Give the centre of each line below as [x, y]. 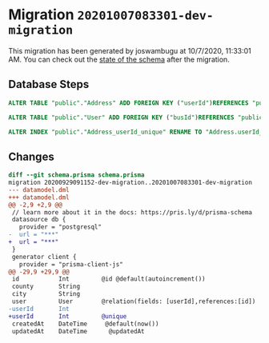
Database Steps [49, 84]
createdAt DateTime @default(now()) [85, 324]
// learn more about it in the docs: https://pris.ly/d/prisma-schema [132, 212]
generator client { [44, 257]
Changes [31, 156]
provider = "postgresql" [60, 227]
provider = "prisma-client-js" [71, 264]
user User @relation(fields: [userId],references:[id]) [134, 301]
